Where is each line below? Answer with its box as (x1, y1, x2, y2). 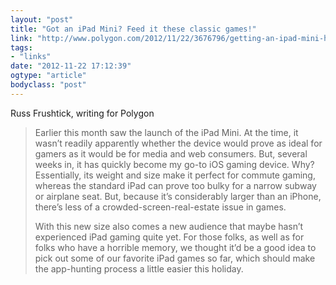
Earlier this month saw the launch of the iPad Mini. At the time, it (34, 126, 299, 138)
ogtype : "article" (10, 71, 87, 81)
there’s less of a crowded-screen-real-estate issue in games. (34, 201, 287, 213)
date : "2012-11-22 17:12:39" (10, 61, 132, 71)
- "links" (10, 52, 52, 62)
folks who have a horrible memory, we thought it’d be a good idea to (34, 241, 317, 253)
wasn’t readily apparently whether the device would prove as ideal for (34, 137, 323, 149)
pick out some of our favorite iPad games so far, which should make (34, 252, 316, 264)
